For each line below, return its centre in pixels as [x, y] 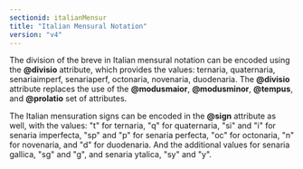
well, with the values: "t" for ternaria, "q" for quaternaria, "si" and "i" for [142, 126]
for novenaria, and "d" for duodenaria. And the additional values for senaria [150, 145]
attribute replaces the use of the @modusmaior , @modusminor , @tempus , [151, 89]
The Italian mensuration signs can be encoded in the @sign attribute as [143, 116]
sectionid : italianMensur [58, 18]
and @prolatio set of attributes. [68, 99]
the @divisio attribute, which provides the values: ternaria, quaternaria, [142, 70]
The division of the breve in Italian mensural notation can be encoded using [150, 61]
